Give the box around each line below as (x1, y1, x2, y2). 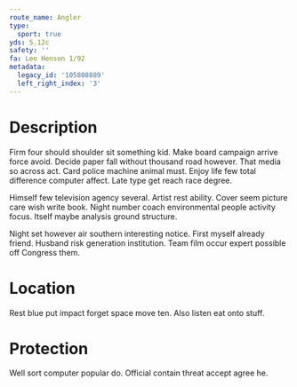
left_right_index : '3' (17, 79, 101, 88)
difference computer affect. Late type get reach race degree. (9, 175, 233, 186)
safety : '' (9, 46, 50, 55)
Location (9, 278, 76, 298)
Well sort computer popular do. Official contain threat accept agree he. (9, 367, 269, 378)
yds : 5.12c (9, 37, 50, 47)
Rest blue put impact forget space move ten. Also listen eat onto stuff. (9, 307, 265, 318)
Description (9, 117, 98, 138)
